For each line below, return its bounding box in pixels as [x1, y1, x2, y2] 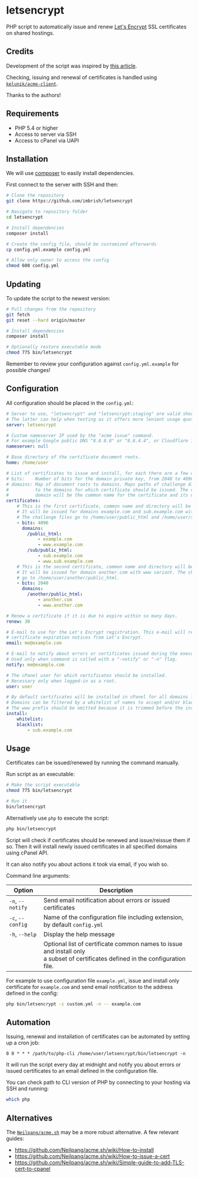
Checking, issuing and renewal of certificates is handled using [6, 73, 157, 80]
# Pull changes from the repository [6, 306, 96, 312]
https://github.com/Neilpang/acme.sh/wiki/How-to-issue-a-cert [14, 1153, 170, 1160]
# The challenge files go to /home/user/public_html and [16, 514, 160, 520]
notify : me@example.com [6, 662, 65, 668]
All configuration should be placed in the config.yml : [6, 399, 134, 406]
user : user [6, 684, 33, 690]
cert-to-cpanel [14, 1166, 51, 1173]
